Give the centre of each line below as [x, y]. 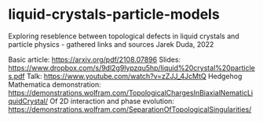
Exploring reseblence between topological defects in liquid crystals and [124, 36]
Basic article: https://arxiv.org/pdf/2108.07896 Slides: [95, 59]
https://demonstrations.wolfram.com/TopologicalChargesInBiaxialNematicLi [131, 92]
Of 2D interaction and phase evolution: [112, 101]
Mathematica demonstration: [55, 84]
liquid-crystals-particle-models [114, 14]
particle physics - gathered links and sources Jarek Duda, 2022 [111, 44]
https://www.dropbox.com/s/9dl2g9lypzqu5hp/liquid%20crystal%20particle [131, 67]
